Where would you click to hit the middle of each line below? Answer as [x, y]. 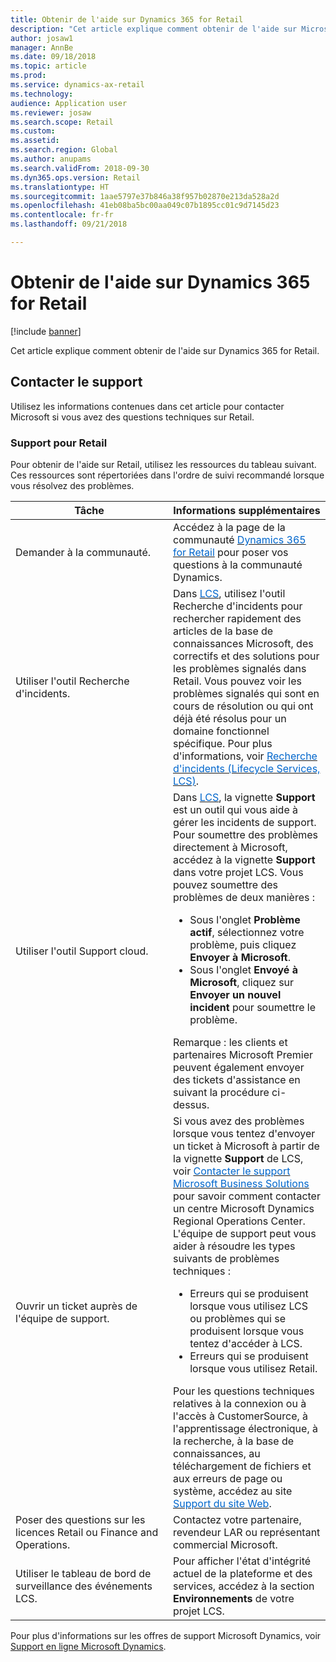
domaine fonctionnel [221, 731]
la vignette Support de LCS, [238, 1158]
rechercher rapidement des [237, 618]
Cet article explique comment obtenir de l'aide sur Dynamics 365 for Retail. [165, 350]
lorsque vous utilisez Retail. [253, 1368]
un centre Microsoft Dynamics [244, 1208]
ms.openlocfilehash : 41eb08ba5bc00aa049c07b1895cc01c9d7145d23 [145, 206]
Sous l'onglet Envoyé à [243, 969]
